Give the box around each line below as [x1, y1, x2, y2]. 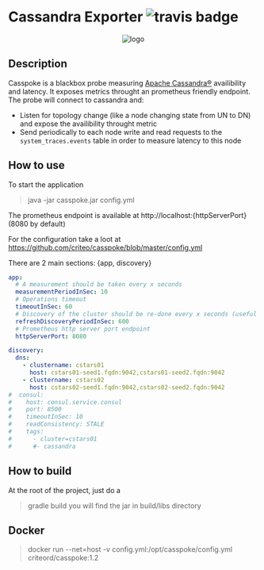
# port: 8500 [8, 405, 62, 414]
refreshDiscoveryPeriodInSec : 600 [15, 317, 129, 325]
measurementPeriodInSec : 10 [15, 288, 109, 296]
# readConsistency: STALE [8, 420, 105, 428]
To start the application [8, 179, 84, 189]
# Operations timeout [15, 296, 87, 304]
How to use [8, 159, 65, 172]
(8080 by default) [8, 219, 66, 228]
